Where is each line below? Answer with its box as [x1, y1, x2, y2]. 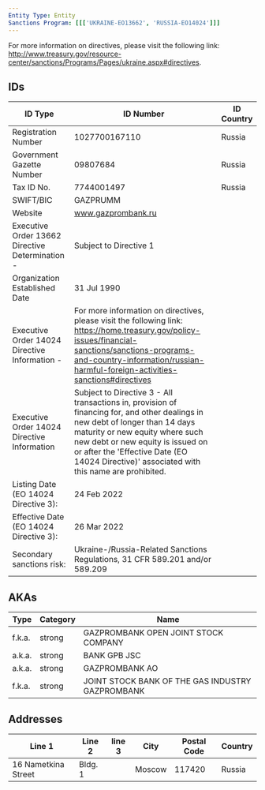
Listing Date [12, 479, 57, 490]
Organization [12, 273, 61, 284]
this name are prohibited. [73, 466, 167, 477]
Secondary [12, 549, 53, 560]
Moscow [135, 763, 167, 774]
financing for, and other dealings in [73, 407, 203, 418]
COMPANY [83, 637, 124, 648]
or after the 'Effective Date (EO [73, 447, 188, 458]
